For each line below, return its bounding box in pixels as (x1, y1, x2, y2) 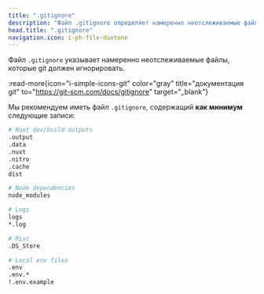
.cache (8, 162, 30, 170)
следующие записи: (8, 111, 75, 121)
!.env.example (8, 278, 55, 286)
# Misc (8, 234, 30, 243)
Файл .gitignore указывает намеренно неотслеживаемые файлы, (8, 55, 230, 65)
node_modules (8, 192, 51, 199)
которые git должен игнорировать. (8, 64, 126, 73)
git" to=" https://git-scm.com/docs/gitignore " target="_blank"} (8, 87, 209, 97)
